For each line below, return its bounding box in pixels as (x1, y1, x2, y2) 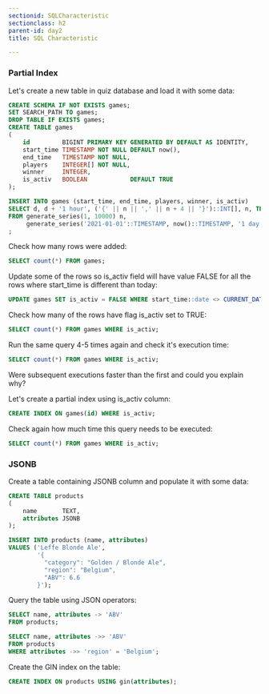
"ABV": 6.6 (43, 573, 81, 581)
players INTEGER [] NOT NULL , (22, 161, 130, 169)
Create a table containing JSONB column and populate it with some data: (8, 476, 250, 486)
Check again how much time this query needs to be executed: (8, 423, 213, 433)
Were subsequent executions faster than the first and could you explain (8, 370, 244, 379)
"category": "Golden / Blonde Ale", (43, 558, 167, 567)
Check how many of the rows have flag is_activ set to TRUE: (8, 310, 207, 320)
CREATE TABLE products (8, 491, 84, 500)
